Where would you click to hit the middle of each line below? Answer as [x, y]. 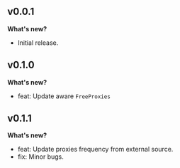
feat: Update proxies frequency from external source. [95, 149]
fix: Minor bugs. [40, 157]
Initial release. [38, 43]
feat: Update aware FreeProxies [64, 96]
